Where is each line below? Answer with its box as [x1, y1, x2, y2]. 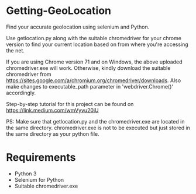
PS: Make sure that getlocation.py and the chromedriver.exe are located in [6, 118, 185, 125]
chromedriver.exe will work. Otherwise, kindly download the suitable [6, 64, 171, 71]
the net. [6, 47, 25, 54]
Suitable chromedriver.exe [14, 182, 78, 189]
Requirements [6, 151, 76, 164]
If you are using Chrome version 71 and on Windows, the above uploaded [6, 58, 183, 65]
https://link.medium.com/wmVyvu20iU [6, 107, 99, 114]
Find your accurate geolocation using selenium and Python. [6, 23, 150, 30]
